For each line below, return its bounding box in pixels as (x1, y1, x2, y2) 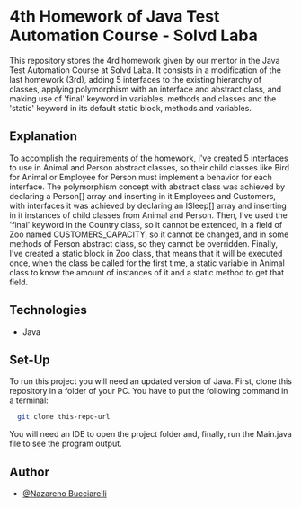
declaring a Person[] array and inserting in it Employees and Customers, (9, 190, 277, 201)
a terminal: (9, 395, 49, 406)
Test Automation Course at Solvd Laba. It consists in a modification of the (9, 65, 281, 75)
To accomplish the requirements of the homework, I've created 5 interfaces (9, 153, 289, 163)
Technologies (9, 302, 88, 318)
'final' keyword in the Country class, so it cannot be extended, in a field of (9, 219, 283, 230)
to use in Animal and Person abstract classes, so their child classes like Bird (9, 162, 290, 172)
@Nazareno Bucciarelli (22, 488, 108, 499)
